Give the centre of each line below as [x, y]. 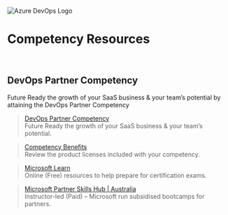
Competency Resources [79, 39]
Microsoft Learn [48, 167]
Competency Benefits [56, 146]
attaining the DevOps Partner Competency [68, 104]
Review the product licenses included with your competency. [112, 154]
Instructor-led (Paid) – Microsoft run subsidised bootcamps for [114, 196]
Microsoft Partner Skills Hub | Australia [80, 188]
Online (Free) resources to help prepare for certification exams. [115, 175]
